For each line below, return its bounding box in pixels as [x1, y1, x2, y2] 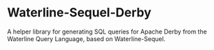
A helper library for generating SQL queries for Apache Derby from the [7, 27, 208, 36]
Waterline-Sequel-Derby [7, 5, 151, 21]
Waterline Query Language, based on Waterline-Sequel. [7, 34, 166, 42]
